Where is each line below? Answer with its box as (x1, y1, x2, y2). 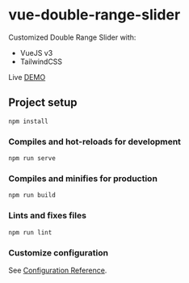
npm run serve (8, 154, 57, 163)
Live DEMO (8, 72, 46, 82)
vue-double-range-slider (8, 6, 181, 24)
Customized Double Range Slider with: (8, 32, 136, 42)
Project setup (8, 95, 78, 110)
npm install (8, 117, 48, 125)
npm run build (8, 192, 57, 200)
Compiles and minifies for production (8, 172, 157, 184)
